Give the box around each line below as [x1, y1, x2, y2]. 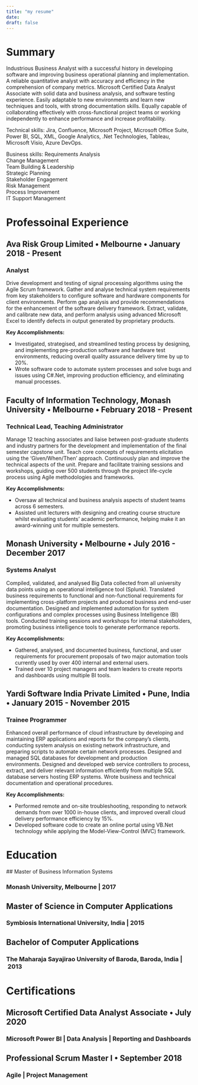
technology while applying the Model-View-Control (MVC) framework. [14, 828, 186, 835]
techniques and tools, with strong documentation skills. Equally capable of [6, 103, 187, 110]
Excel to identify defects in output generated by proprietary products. [6, 318, 176, 325]
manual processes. [14, 378, 61, 385]
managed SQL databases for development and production [6, 754, 148, 761]
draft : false [6, 20, 38, 25]
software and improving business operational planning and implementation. [6, 71, 190, 78]
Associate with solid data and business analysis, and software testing [6, 90, 176, 97]
